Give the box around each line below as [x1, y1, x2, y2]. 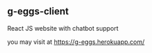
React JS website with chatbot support [7, 24, 119, 32]
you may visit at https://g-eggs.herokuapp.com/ [7, 38, 145, 46]
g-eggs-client [7, 6, 69, 17]
